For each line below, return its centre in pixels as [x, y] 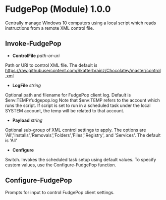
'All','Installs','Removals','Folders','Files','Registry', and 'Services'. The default [83, 135]
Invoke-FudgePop [33, 44]
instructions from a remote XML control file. [50, 28]
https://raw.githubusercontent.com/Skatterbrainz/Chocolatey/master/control [83, 70]
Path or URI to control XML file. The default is [51, 65]
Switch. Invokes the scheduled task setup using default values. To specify [81, 159]
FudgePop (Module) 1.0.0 [58, 9]
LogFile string [27, 85]
